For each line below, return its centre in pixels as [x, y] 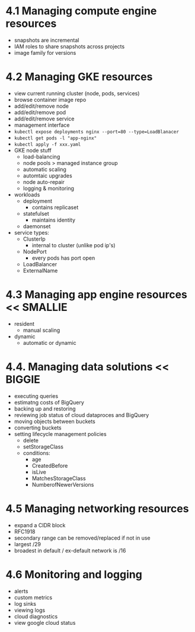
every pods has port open [63, 258]
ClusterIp [34, 239]
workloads [27, 194]
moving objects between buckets [55, 421]
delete [31, 440]
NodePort [35, 251]
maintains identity [53, 220]
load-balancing [41, 157]
